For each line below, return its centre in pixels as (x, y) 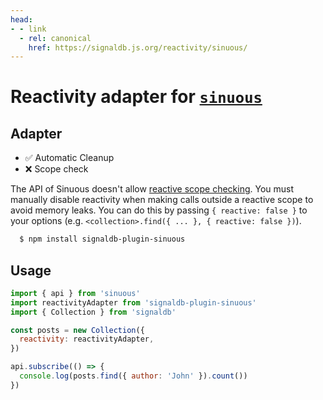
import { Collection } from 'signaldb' (93, 312)
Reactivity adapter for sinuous (136, 97)
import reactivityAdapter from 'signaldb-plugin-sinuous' (133, 302)
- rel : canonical (55, 38)
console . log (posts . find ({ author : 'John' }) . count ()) (133, 376)
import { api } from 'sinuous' (75, 293)
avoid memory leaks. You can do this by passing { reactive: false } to (159, 210)
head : (21, 19)
